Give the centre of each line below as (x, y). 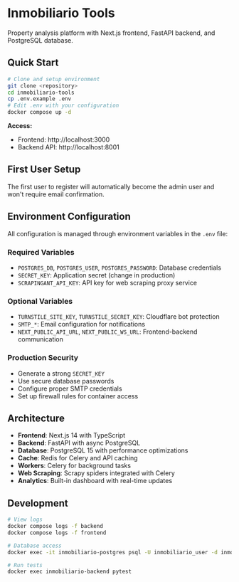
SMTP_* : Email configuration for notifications (81, 324)
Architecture (36, 418)
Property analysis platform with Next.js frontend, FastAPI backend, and (111, 33)
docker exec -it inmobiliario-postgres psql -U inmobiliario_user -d (113, 552)
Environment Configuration (69, 217)
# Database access (34, 546)
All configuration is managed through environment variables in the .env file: (118, 233)
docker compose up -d (39, 112)
